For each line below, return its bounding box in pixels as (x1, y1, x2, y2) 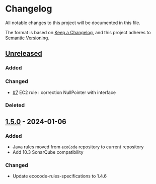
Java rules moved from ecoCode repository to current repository (12, 144, 144, 150)
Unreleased (5, 49, 43, 58)
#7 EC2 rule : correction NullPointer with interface (12, 89, 116, 96)
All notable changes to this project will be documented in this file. (5, 20, 141, 26)
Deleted (5, 102, 25, 109)
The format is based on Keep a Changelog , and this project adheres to (5, 29, 151, 35)
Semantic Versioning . (5, 35, 49, 41)
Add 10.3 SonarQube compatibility (12, 149, 84, 155)
